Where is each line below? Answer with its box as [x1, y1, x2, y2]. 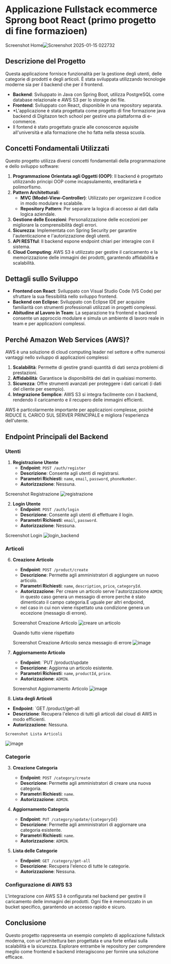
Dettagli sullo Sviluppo [5, 274, 78, 283]
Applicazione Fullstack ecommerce [5, 4, 158, 15]
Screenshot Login [5, 532, 42, 538]
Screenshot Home [5, 42, 43, 48]
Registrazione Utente [12, 459, 59, 465]
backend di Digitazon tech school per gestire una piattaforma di [12, 113, 147, 119]
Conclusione [5, 919, 47, 927]
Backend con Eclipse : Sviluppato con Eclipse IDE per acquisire [12, 299, 145, 305]
